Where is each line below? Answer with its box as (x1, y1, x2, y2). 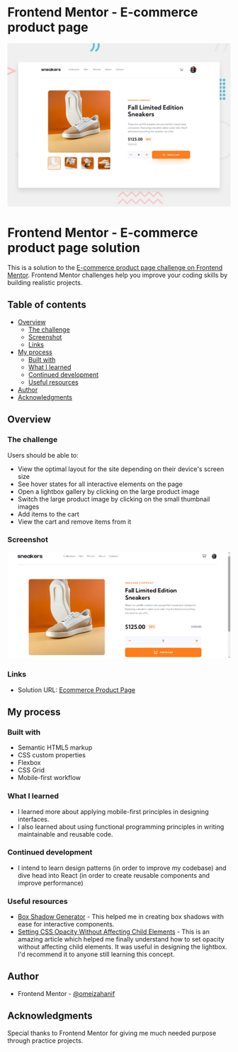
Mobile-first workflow (17, 774, 81, 782)
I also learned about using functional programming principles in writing (17, 822, 225, 831)
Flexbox (17, 759, 41, 767)
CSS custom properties (17, 751, 86, 759)
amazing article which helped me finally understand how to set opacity (17, 935, 225, 944)
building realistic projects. (7, 278, 83, 287)
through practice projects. (7, 1036, 84, 1045)
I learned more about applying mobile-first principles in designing (17, 807, 209, 815)
